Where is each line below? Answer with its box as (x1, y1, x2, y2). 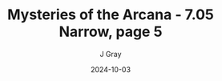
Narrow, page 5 (59, 22, 163, 41)
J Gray (99, 49, 122, 59)
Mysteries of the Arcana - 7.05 (7, 6, 214, 24)
